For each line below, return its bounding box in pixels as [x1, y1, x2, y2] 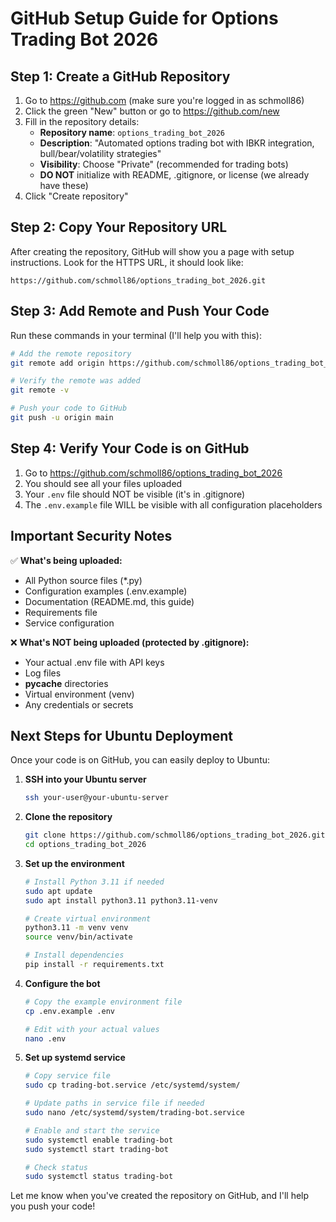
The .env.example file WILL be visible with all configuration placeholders [24, 498, 323, 511]
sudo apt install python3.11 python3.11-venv [24, 895, 218, 906]
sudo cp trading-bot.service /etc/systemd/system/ [24, 1080, 241, 1091]
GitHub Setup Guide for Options [10, 7, 279, 30]
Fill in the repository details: [24, 116, 140, 127]
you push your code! [10, 1200, 96, 1212]
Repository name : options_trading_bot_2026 [39, 127, 225, 138]
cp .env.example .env [24, 1006, 115, 1016]
